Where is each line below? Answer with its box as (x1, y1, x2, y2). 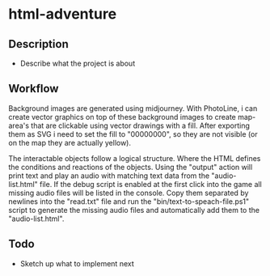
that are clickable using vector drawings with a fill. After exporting (31, 121, 251, 130)
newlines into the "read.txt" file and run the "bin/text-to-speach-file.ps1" (8, 196, 250, 206)
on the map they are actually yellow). (8, 138, 132, 147)
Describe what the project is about (19, 58, 136, 68)
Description (8, 37, 69, 51)
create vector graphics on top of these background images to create (8, 112, 236, 121)
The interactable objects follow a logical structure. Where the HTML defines (8, 153, 261, 163)
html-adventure (8, 5, 117, 23)
